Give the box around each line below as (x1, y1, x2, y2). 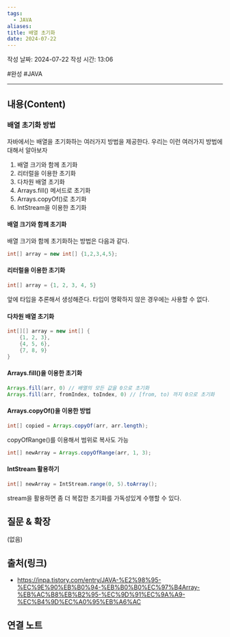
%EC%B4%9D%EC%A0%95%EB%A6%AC (16, 598, 142, 606)
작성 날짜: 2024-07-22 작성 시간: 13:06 (7, 56, 114, 64)
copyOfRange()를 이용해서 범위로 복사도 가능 (7, 435, 129, 444)
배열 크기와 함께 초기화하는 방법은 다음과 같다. (7, 237, 130, 245)
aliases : (7, 23, 32, 29)
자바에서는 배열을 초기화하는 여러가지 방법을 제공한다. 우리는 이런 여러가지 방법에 (7, 137, 223, 145)
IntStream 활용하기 (7, 465, 60, 473)
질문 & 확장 (7, 516, 51, 527)
